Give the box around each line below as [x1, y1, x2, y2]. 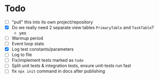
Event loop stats [11, 41, 44, 47]
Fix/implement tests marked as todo [11, 57, 84, 63]
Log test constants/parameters [11, 46, 74, 52]
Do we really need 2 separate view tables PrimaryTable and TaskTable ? [11, 25, 154, 30]
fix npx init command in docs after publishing [11, 68, 105, 74]
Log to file [11, 52, 32, 58]
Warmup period [11, 35, 43, 41]
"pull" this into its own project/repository [11, 19, 93, 25]
